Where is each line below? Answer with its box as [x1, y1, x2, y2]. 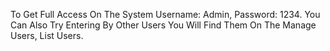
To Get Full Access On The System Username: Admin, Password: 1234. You [10, 9, 321, 20]
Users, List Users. [10, 30, 84, 41]
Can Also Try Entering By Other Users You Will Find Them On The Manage [10, 19, 317, 31]
